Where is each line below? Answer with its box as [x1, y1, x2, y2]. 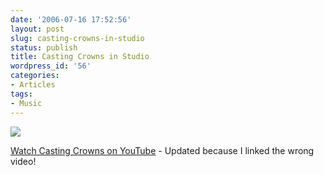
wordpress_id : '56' [10, 61, 92, 71]
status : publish [10, 42, 78, 53]
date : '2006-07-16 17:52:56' [10, 14, 132, 25]
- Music [10, 98, 43, 108]
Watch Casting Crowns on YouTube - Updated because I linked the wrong [10, 144, 315, 156]
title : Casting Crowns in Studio [10, 52, 150, 62]
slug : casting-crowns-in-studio [10, 33, 145, 43]
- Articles [10, 80, 56, 90]
